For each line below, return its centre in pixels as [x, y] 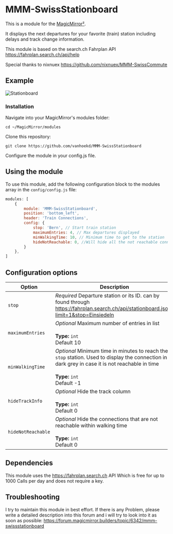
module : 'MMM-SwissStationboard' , [61, 209]
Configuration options [42, 272]
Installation [20, 106]
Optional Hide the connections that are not [106, 419]
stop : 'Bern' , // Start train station [74, 228]
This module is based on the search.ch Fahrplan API [60, 49]
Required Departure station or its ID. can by [107, 296]
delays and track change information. [45, 39]
